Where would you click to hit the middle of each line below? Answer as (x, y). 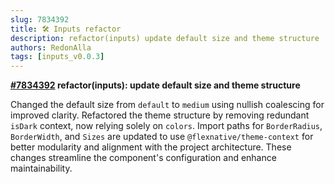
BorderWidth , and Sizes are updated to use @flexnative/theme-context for (162, 137)
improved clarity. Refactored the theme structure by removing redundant (160, 115)
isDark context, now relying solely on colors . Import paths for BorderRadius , (166, 126)
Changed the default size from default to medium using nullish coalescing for (167, 105)
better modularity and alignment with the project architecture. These (151, 147)
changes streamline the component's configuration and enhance (143, 158)
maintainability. (41, 168)
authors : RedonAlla (51, 47)
